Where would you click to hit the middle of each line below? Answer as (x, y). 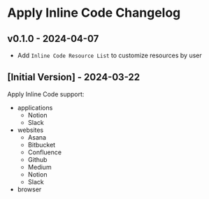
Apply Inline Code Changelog (94, 13)
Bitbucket (42, 145)
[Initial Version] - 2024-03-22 (74, 77)
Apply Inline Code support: (46, 94)
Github (37, 159)
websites (30, 130)
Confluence (44, 152)
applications (35, 108)
